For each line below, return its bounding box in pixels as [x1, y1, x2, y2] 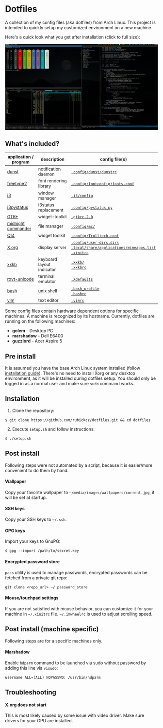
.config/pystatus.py [71, 205, 113, 210]
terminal [38, 273, 55, 279]
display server [38, 244, 67, 250]
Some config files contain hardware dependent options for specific [5, 308, 139, 314]
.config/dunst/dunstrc [71, 169, 117, 175]
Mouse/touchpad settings [5, 595, 59, 601]
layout [38, 262, 51, 267]
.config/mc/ [71, 224, 96, 229]
